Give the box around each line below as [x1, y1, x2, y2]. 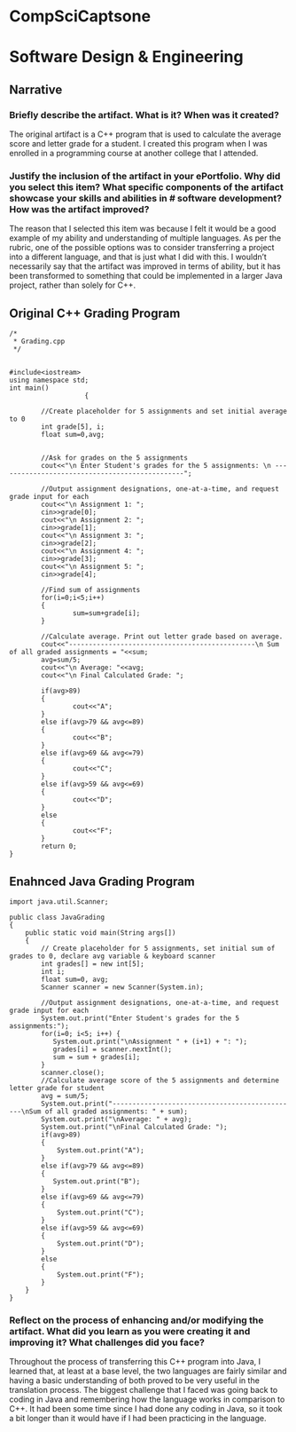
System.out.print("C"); [56, 1207, 144, 1217]
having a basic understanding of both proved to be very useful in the [9, 1375, 260, 1386]
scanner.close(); [41, 1068, 105, 1077]
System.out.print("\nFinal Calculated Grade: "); [41, 1122, 228, 1131]
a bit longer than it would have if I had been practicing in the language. [9, 1413, 267, 1424]
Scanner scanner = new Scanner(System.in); [41, 983, 204, 992]
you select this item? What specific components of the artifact [9, 180, 284, 193]
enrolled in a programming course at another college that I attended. [9, 148, 259, 159]
